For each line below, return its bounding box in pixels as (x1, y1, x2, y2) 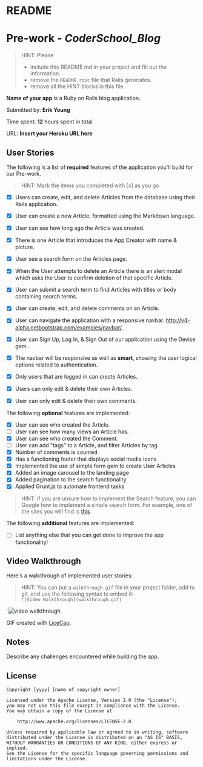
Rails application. (15, 201, 58, 207)
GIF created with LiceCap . (6, 619, 72, 627)
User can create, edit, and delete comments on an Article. (15, 304, 159, 312)
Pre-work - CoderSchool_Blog (6, 32, 161, 46)
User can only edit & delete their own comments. (15, 397, 138, 404)
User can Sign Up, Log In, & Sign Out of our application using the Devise (15, 335, 196, 343)
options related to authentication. (15, 361, 98, 368)
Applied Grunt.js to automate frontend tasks (15, 483, 125, 490)
